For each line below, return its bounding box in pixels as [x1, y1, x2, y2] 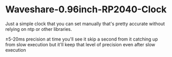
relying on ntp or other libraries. [5, 26, 72, 32]
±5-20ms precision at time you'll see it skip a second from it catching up [5, 36, 158, 42]
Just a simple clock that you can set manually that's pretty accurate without [5, 21, 165, 27]
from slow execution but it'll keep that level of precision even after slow [5, 41, 156, 47]
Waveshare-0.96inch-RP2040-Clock [5, 4, 167, 15]
